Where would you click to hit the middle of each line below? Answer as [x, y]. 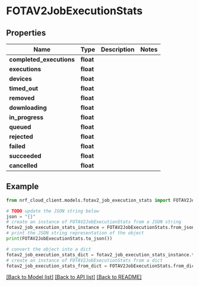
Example [23, 187]
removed [22, 98]
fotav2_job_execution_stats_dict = [50, 255]
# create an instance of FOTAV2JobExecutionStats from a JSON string [94, 222]
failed [17, 146]
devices [21, 79]
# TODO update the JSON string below [53, 211]
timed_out [24, 88]
